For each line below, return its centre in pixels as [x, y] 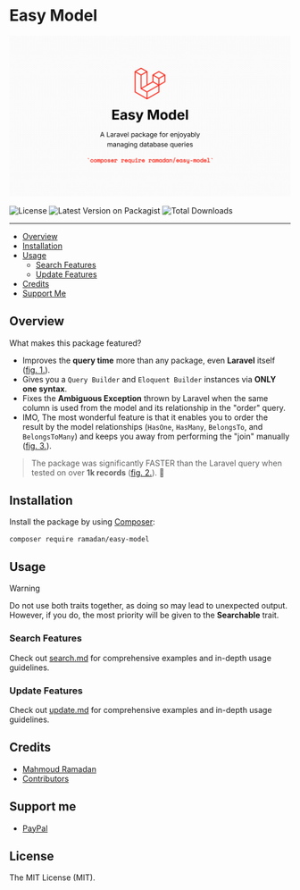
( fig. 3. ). [37, 445]
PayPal [35, 828]
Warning [25, 588]
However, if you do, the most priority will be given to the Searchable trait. [144, 615]
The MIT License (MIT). [52, 877]
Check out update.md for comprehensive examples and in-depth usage [141, 709]
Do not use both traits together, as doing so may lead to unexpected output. [149, 606]
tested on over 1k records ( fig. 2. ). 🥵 [98, 472]
